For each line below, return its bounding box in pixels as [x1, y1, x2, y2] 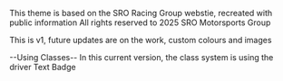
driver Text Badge [9, 62, 76, 72]
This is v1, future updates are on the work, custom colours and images [9, 35, 272, 45]
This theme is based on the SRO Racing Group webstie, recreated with [9, 8, 273, 18]
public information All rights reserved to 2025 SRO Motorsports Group [9, 17, 271, 28]
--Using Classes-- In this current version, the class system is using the [9, 52, 274, 62]
